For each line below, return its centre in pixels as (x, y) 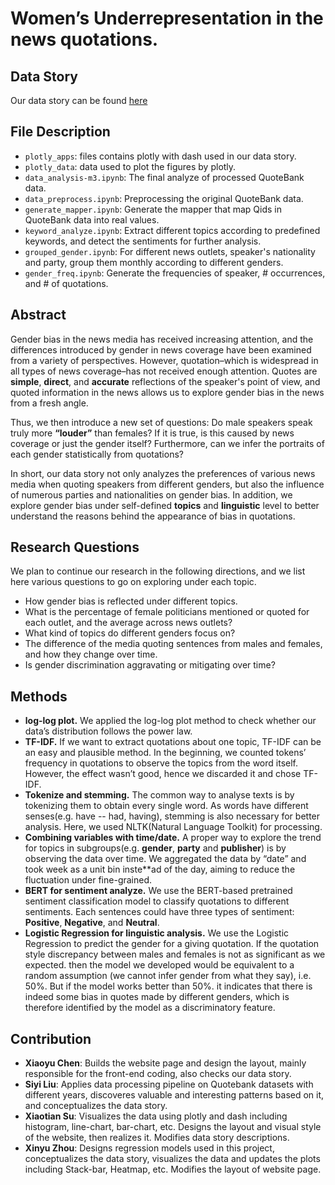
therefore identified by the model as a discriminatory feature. (150, 1008)
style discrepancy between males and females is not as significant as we (175, 954)
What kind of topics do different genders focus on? (130, 633)
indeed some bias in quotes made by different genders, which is (157, 997)
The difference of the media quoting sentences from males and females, (173, 644)
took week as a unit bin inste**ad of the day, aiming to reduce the (160, 869)
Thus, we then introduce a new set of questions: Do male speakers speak (161, 422)
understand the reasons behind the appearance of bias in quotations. (153, 516)
